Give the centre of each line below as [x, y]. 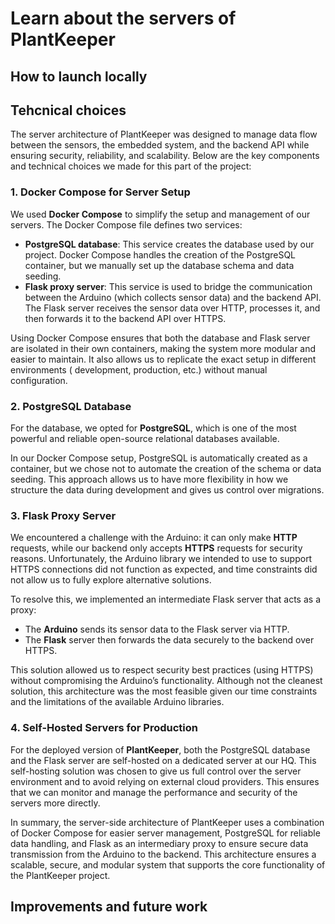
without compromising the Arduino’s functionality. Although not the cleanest [166, 681]
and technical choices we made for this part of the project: [131, 166]
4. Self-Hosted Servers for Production [104, 728]
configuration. [39, 380]
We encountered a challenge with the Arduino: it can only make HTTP [154, 538]
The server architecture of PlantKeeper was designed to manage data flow [164, 134]
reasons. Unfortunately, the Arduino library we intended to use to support [161, 559]
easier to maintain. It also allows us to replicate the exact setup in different [163, 359]
